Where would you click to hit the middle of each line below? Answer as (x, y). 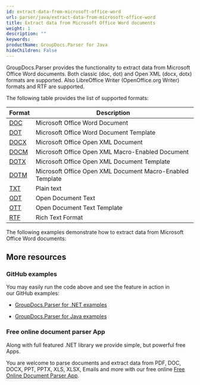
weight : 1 (18, 28)
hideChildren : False (32, 51)
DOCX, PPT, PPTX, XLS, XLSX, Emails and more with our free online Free (96, 369)
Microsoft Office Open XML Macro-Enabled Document (112, 151)
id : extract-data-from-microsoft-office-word (63, 12)
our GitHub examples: (33, 293)
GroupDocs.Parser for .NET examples (61, 305)
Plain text (49, 188)
